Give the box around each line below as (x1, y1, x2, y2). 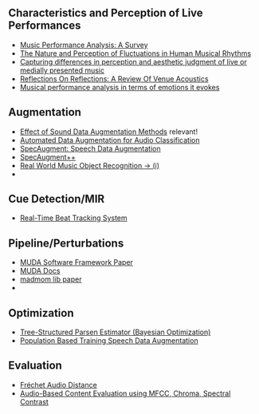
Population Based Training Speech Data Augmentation (19, 336, 198, 345)
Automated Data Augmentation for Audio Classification (19, 135, 200, 144)
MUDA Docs (19, 266, 61, 276)
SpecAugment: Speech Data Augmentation (19, 144, 161, 153)
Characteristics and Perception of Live (8, 6, 203, 20)
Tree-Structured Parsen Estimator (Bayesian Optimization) (19, 327, 211, 337)
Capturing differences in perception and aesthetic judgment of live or (19, 57, 247, 66)
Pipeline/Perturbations (8, 236, 124, 250)
